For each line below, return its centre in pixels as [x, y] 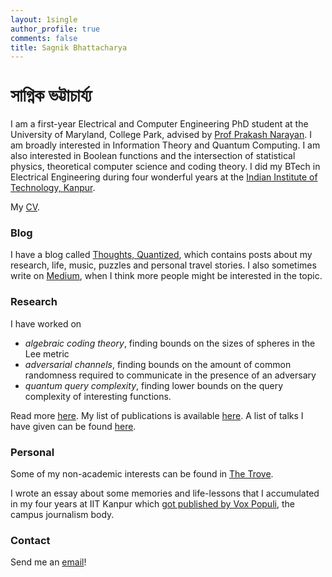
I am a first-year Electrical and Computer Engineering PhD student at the [159, 124]
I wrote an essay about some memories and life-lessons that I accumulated [165, 493]
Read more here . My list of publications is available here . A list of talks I [157, 415]
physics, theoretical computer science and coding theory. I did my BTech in [165, 167]
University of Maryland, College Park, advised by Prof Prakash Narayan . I [161, 135]
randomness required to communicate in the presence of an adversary [170, 375]
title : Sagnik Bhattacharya [69, 47]
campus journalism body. [62, 515]
